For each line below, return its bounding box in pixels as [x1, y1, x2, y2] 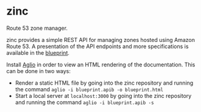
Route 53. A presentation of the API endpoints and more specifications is [6, 43, 189, 50]
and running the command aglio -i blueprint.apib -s [15, 99, 154, 106]
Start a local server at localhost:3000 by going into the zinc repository [15, 92, 192, 99]
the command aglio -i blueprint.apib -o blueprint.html [15, 85, 163, 93]
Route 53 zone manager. [6, 24, 68, 32]
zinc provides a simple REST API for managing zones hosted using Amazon [6, 36, 195, 43]
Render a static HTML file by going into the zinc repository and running [15, 79, 194, 86]
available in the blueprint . [6, 49, 70, 56]
